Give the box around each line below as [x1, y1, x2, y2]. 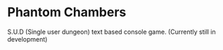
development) [7, 35, 48, 43]
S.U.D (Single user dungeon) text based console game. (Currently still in [7, 27, 216, 36]
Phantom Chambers [7, 4, 127, 20]
